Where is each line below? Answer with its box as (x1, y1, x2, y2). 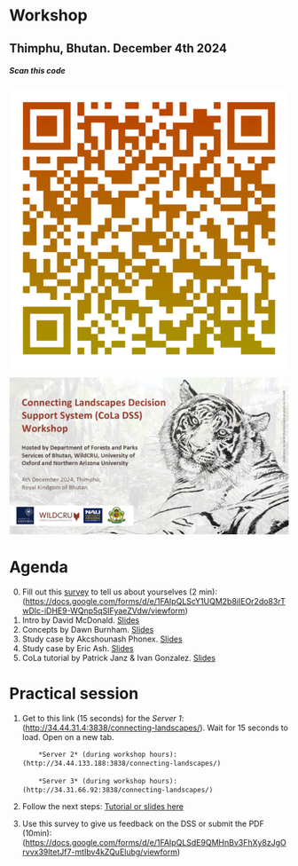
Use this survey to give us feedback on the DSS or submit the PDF (21, 818, 264, 829)
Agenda (9, 557, 68, 578)
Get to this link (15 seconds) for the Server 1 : (21, 712, 184, 723)
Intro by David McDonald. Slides (21, 614, 140, 626)
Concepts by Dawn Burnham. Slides (21, 624, 154, 634)
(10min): (21, 827, 52, 838)
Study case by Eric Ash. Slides (21, 642, 135, 653)
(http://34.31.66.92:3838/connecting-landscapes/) (21, 785, 214, 794)
